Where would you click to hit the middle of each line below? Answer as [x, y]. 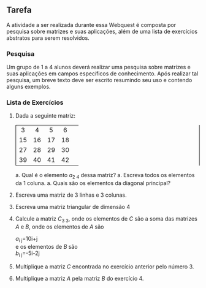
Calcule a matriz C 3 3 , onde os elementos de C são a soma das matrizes [106, 219]
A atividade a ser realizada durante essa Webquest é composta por [91, 25]
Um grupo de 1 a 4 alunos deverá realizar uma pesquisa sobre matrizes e [99, 67]
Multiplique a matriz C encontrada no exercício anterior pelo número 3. [105, 267]
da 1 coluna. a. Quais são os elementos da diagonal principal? [93, 183]
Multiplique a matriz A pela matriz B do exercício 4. [79, 278]
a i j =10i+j [26, 240]
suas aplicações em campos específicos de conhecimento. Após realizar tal [102, 74]
